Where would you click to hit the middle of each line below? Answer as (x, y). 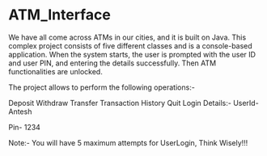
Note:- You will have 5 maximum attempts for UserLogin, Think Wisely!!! (128, 142)
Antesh (20, 112)
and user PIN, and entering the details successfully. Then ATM (112, 63)
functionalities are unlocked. (55, 71)
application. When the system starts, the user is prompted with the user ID (132, 54)
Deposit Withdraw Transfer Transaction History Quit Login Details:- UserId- (133, 103)
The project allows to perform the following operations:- (102, 87)
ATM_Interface (59, 15)
